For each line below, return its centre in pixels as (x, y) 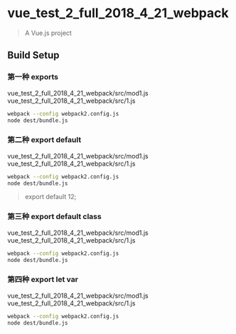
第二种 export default (44, 140)
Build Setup (33, 55)
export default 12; (50, 197)
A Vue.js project (48, 33)
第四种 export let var (43, 280)
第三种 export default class (54, 217)
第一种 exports (33, 77)
